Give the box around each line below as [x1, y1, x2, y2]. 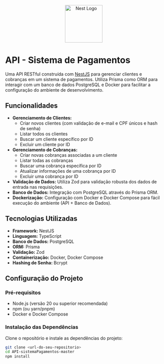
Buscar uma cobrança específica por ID [19, 163, 102, 169]
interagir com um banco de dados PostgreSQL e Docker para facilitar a [5, 82, 151, 88]
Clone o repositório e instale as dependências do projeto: [5, 335, 123, 341]
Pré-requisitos [5, 289, 41, 296]
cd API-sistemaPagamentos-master [5, 349, 75, 354]
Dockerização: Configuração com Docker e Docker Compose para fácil [12, 194, 160, 200]
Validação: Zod [12, 249, 45, 255]
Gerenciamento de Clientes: [12, 115, 72, 121]
